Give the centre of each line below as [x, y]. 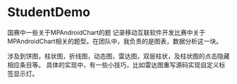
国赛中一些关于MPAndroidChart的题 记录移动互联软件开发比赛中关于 [107, 32]
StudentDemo [49, 12]
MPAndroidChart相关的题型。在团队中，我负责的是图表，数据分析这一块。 [115, 41]
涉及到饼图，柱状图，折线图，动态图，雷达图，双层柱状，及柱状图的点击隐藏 [119, 56]
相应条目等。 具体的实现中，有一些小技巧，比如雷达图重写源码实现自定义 [113, 64]
